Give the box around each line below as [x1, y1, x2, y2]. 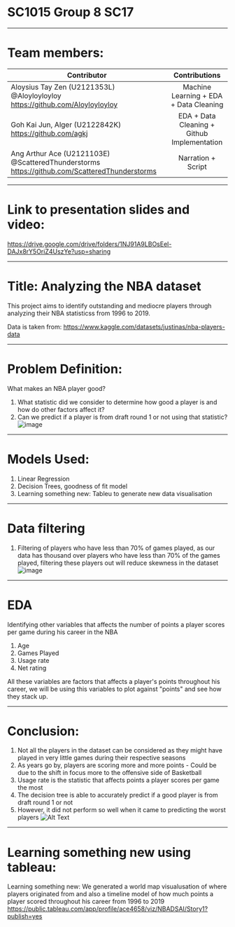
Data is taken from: [7, 322, 62, 331]
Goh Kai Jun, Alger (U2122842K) [10, 120, 121, 130]
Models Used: [7, 451, 90, 467]
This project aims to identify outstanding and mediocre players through [7, 301, 212, 310]
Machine [183, 82, 212, 92]
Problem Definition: [7, 361, 122, 377]
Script [187, 162, 208, 172]
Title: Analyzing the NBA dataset [7, 278, 201, 294]
